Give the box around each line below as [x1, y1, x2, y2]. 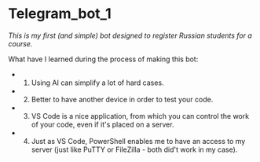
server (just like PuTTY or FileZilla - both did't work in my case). [31, 145, 238, 154]
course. [8, 39, 33, 48]
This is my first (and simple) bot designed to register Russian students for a [8, 31, 253, 40]
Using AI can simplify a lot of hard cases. [31, 78, 164, 87]
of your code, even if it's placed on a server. [31, 120, 174, 129]
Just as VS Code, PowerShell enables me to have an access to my [31, 136, 246, 145]
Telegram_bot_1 [8, 5, 112, 23]
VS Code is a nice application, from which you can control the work [31, 111, 250, 120]
